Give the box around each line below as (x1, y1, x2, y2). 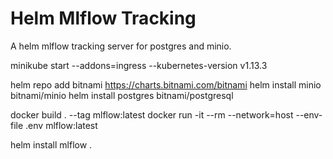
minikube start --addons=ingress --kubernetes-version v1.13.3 (10, 59, 268, 71)
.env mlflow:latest (25, 119, 98, 131)
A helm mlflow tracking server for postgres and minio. (10, 40, 232, 52)
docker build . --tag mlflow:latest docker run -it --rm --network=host (10, 108, 294, 121)
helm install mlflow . (10, 138, 93, 151)
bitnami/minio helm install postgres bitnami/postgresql (10, 89, 234, 101)
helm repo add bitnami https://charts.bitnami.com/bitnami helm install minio (10, 78, 322, 91)
